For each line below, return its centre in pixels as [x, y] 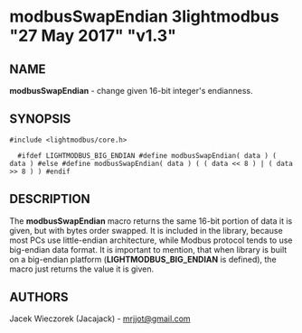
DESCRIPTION [50, 199]
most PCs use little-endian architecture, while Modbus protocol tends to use [151, 240]
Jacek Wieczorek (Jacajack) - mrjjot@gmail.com [100, 319]
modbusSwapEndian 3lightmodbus [144, 17]
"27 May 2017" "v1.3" [93, 36]
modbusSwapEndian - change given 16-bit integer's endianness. [131, 91]
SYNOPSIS [40, 119]
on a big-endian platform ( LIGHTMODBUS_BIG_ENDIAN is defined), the [143, 259]
